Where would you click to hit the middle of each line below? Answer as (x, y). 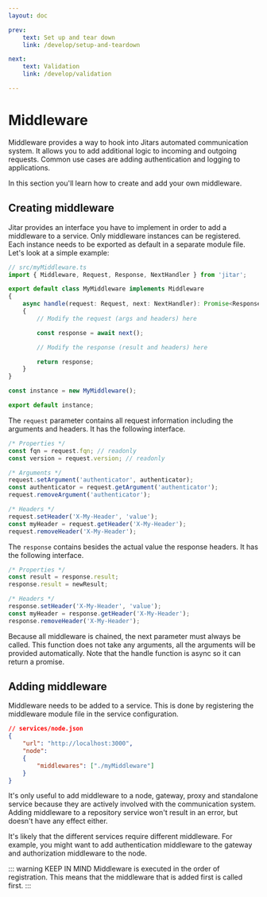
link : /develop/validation (67, 74)
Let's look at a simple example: (59, 252)
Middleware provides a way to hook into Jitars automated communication (128, 142)
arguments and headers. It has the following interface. (97, 429)
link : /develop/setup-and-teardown (81, 45)
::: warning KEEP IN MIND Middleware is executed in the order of (114, 869)
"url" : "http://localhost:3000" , (78, 744)
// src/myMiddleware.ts (48, 267)
